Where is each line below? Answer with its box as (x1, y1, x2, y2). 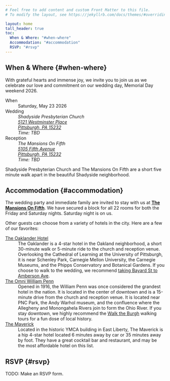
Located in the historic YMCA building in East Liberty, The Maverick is (18, 326, 163, 332)
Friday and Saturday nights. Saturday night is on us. (5, 210, 113, 216)
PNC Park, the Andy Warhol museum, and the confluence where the (18, 300, 160, 306)
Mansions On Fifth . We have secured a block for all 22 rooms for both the (5, 205, 159, 211)
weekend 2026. (5, 87, 38, 93)
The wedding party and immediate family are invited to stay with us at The (5, 200, 160, 206)
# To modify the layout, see (5, 12, 67, 17)
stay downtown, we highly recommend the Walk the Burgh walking (18, 310, 157, 316)
